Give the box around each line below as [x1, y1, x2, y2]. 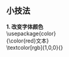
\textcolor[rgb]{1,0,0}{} [6, 44, 64, 51]
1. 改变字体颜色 [6, 23, 44, 30]
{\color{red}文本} [6, 37, 50, 44]
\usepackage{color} [6, 30, 56, 37]
